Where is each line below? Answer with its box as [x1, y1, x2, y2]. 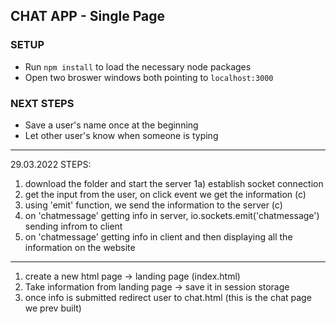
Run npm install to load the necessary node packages [24, 60, 252, 73]
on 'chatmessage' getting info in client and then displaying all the [24, 230, 293, 243]
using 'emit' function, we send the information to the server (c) [24, 199, 283, 211]
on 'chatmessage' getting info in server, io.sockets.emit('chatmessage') [24, 209, 320, 221]
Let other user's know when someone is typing [24, 129, 219, 141]
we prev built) [24, 302, 82, 314]
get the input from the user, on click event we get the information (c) [24, 188, 307, 200]
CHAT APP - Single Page [10, 8, 165, 25]
